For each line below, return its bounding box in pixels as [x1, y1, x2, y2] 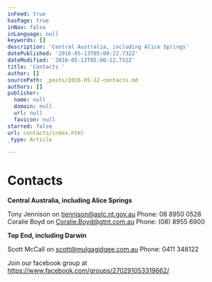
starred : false [7, 122, 53, 130]
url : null [14, 109, 43, 116]
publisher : [7, 90, 40, 97]
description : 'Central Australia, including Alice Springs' [7, 43, 190, 50]
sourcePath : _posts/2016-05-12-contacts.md [7, 76, 139, 84]
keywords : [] [7, 37, 46, 44]
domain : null [14, 103, 53, 110]
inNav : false [7, 23, 46, 31]
